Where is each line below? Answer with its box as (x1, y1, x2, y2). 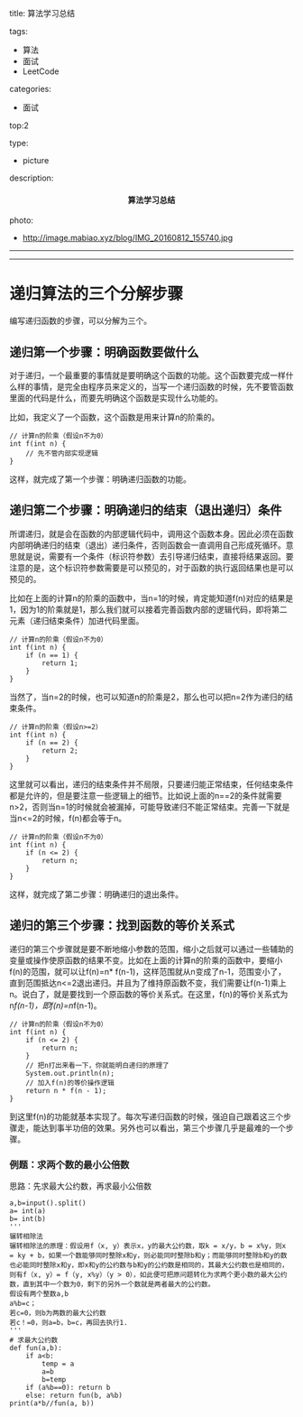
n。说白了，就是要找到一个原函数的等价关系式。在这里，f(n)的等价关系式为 (9, 988, 289, 999)
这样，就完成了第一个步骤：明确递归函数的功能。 (9, 473, 191, 485)
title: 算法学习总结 (9, 8, 76, 18)
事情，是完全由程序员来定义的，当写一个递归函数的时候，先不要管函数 (32, 381, 294, 392)
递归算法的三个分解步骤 (9, 283, 184, 304)
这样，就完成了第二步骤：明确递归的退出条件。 (9, 888, 183, 900)
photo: (9, 215, 34, 226)
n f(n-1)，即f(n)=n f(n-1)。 (9, 1000, 102, 1011)
